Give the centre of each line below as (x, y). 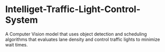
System (22, 20)
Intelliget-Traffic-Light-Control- (73, 9)
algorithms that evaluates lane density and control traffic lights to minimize (83, 39)
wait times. (17, 44)
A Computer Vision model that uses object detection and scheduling (76, 34)
